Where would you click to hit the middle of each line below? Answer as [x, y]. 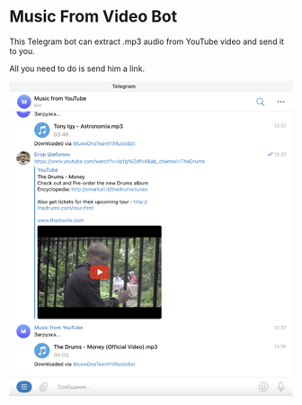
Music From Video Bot [93, 17]
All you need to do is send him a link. [77, 68]
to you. [22, 50]
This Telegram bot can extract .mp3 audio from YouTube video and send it [147, 41]
